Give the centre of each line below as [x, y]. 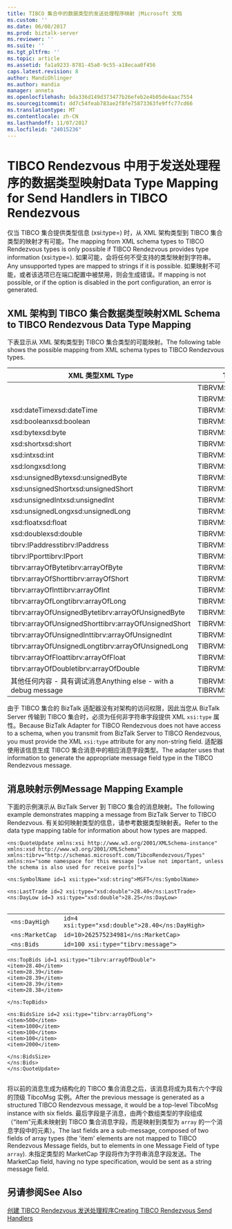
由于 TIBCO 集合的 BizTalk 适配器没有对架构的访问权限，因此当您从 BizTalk [114, 708]
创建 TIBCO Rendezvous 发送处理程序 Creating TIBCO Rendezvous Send [109, 1210]
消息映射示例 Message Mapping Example [95, 789]
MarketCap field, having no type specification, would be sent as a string [109, 1161]
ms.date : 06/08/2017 [37, 26]
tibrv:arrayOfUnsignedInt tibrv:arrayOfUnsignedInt [91, 635]
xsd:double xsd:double [47, 534]
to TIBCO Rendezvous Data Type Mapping [99, 325]
